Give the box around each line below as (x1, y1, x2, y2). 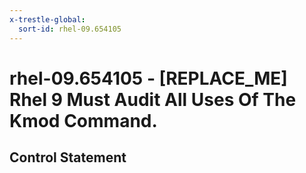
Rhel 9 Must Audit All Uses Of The (9, 88, 297, 111)
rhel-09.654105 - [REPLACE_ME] (9, 67, 288, 90)
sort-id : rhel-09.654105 (18, 24, 122, 34)
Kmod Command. (9, 109, 158, 132)
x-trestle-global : (9, 14, 86, 25)
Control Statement (9, 149, 127, 166)
